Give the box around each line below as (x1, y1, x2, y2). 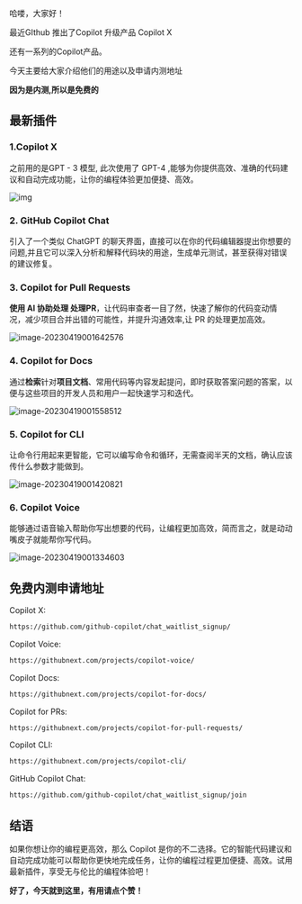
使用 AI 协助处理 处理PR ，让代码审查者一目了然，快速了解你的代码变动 (9, 303, 270, 313)
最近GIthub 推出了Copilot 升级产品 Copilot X (9, 27, 173, 38)
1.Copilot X (9, 140, 58, 153)
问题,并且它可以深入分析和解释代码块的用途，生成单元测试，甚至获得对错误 (9, 247, 288, 258)
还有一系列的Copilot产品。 (9, 46, 107, 57)
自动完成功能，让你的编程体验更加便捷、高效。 (24, 174, 199, 185)
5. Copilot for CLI (9, 428, 84, 440)
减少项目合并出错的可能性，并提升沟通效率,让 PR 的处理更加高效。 (24, 314, 271, 325)
